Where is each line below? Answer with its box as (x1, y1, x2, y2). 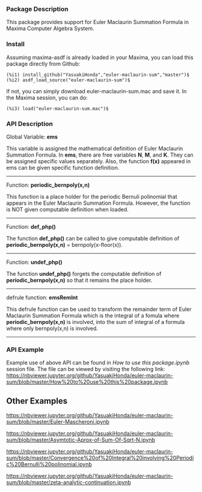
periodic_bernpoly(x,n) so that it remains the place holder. (6, 276, 153, 284)
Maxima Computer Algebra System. (6, 25, 94, 32)
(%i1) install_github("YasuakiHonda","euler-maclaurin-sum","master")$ (6, 72, 189, 78)
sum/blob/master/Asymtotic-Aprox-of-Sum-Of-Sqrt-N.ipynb (6, 436, 155, 443)
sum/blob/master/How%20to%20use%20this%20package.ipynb (6, 378, 168, 385)
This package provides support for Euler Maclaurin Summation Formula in (6, 19, 189, 26)
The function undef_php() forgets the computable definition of (6, 270, 162, 277)
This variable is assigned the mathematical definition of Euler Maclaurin (6, 145, 183, 152)
